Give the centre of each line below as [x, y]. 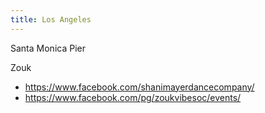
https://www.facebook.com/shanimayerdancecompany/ [139, 87]
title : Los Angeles [51, 19]
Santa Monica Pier [48, 48]
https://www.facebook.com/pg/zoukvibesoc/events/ [133, 97]
